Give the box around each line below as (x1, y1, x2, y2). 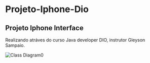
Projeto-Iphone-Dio (5, 4, 89, 15)
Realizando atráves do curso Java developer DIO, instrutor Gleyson (5, 37, 145, 43)
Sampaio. (5, 42, 25, 48)
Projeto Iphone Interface (5, 24, 84, 32)
